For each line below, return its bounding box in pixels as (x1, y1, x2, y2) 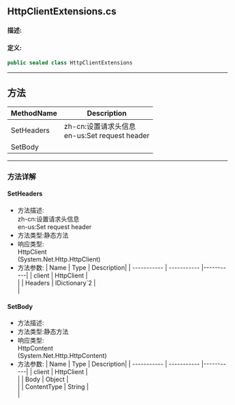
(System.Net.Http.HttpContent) (17, 352, 107, 360)
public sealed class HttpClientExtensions (7, 60, 133, 67)
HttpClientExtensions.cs (7, 6, 117, 18)
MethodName (10, 108, 57, 118)
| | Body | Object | (17, 375, 69, 384)
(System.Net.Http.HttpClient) (17, 255, 101, 263)
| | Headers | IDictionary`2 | (17, 279, 97, 287)
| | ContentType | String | (17, 383, 89, 391)
